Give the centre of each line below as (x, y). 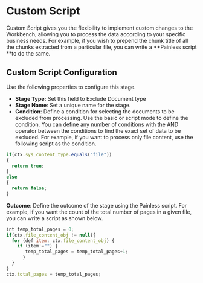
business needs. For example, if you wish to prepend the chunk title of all (97, 40)
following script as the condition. (56, 144)
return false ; (29, 188)
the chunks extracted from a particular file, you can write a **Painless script (101, 47)
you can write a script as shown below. (55, 218)
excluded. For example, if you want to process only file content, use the (104, 137)
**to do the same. (28, 53)
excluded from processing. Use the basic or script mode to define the (101, 118)
